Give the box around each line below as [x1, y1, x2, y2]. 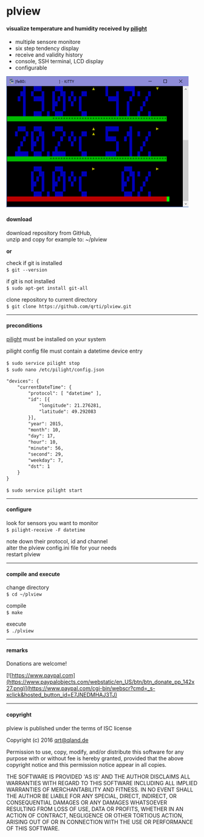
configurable [15, 64, 47, 71]
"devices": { [6, 378, 39, 384]
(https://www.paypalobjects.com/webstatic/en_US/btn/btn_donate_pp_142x [6, 678, 195, 686]
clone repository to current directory [6, 295, 98, 303]
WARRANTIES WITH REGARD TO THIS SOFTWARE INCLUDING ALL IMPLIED [6, 779, 198, 786]
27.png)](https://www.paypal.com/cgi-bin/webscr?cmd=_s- [6, 685, 156, 692]
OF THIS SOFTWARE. [6, 824, 60, 832]
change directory [6, 584, 50, 592]
